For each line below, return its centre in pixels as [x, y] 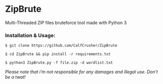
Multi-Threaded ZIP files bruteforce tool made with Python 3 [66, 23]
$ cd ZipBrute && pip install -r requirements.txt [58, 54]
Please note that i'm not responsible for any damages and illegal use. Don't [81, 72]
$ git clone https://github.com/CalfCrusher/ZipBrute [61, 46]
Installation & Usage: [30, 35]
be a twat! [15, 77]
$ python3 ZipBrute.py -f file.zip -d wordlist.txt [59, 63]
